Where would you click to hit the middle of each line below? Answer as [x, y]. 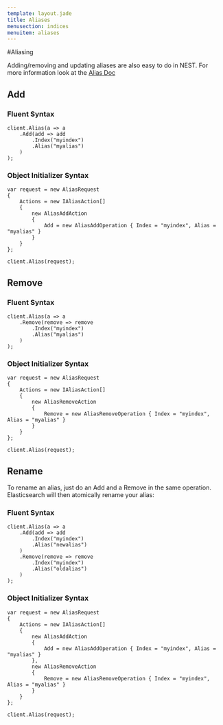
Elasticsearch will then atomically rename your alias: [81, 495]
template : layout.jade [39, 13]
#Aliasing [20, 52]
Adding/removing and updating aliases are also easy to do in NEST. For [108, 65]
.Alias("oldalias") [60, 569]
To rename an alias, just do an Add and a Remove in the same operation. [109, 487]
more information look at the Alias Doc [61, 73]
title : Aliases [29, 20]
